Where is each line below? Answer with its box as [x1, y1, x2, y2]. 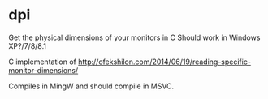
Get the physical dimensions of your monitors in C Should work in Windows [8, 32, 261, 42]
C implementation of [8, 57, 77, 67]
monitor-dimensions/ [8, 65, 79, 75]
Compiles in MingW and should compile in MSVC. [8, 81, 175, 91]
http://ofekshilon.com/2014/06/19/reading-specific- [78, 57, 252, 67]
